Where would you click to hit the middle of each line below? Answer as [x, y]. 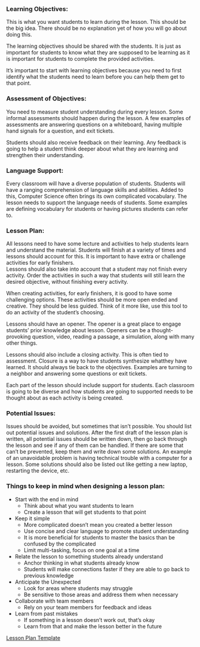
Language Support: [35, 170]
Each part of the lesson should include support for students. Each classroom [100, 385]
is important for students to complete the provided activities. [81, 59]
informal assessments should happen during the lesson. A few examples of [99, 118]
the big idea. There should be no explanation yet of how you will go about [96, 28]
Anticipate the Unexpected [48, 582]
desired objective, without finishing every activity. [67, 282]
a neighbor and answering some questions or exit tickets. [77, 374]
